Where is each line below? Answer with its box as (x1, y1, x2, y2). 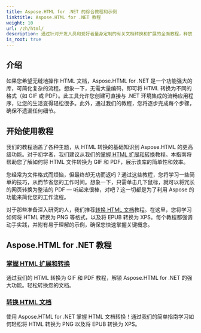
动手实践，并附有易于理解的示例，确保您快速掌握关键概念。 (6, 221, 153, 228)
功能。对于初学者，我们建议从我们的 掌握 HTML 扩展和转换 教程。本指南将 (11, 151, 192, 158)
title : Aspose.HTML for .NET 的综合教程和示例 (6, 8, 117, 15)
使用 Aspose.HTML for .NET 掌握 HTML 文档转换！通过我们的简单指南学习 (6, 313, 189, 320)
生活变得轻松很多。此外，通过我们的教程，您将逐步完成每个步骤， (32, 99, 195, 106)
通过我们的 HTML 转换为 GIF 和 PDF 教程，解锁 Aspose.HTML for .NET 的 (6, 274, 187, 282)
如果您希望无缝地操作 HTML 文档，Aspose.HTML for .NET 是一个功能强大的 (6, 77, 193, 84)
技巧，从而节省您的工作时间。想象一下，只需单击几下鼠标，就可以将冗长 (16, 178, 195, 185)
